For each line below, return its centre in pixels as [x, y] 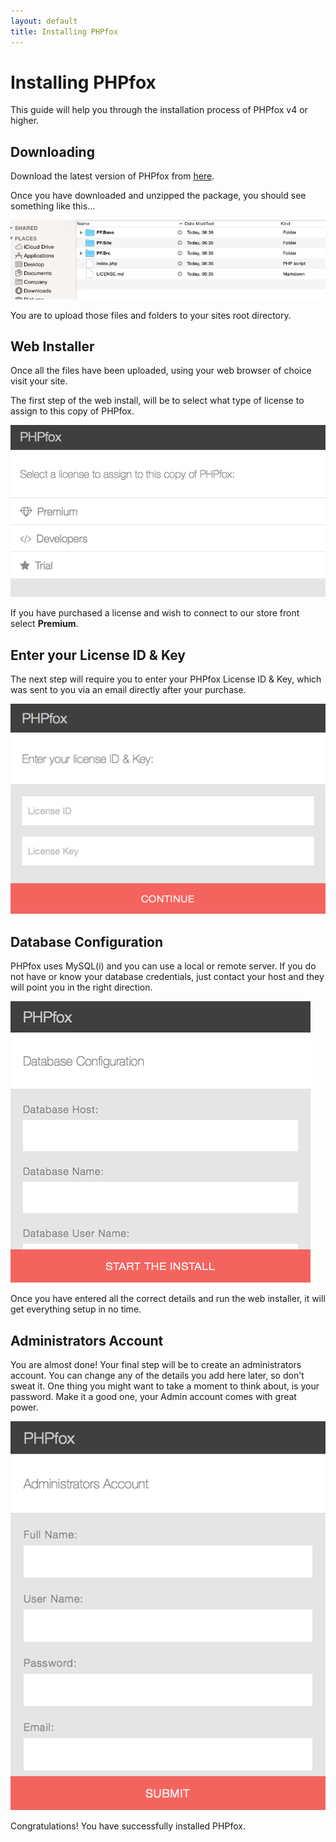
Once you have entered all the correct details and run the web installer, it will [168, 1299]
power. [24, 1407]
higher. [25, 121]
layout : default [44, 21]
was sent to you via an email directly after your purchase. [128, 690]
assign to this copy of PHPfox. [72, 411]
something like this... [53, 206]
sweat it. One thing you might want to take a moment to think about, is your [165, 1386]
